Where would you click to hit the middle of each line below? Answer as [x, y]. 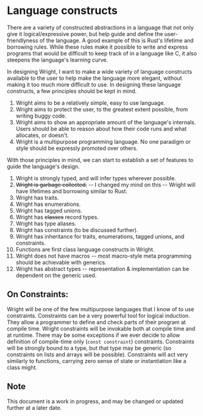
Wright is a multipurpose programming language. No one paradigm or [103, 141]
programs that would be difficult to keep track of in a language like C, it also [102, 53]
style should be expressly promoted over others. [77, 148]
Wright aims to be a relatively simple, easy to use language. [90, 103]
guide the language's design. [43, 166]
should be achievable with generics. [61, 262]
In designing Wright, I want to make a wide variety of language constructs [100, 71]
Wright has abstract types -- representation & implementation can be [102, 269]
